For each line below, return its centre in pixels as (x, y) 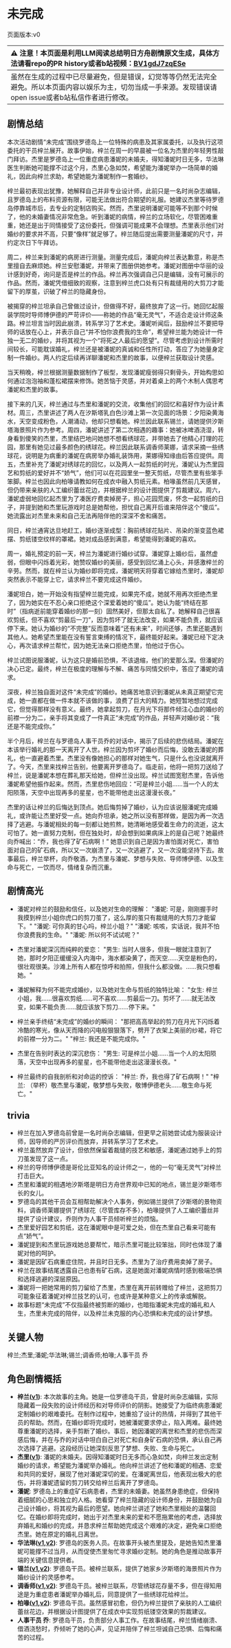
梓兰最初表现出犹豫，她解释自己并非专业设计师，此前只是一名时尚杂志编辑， (115, 190)
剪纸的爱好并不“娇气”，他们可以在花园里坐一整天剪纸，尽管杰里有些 (115, 472)
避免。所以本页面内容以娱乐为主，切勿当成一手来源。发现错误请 (114, 87)
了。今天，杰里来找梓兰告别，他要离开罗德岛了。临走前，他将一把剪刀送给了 (115, 767)
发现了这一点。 (51, 1158)
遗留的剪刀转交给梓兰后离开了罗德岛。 (108, 1483)
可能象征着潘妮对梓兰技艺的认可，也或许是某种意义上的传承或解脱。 (113, 1296)
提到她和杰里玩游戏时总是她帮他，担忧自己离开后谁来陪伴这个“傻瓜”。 (124, 507)
